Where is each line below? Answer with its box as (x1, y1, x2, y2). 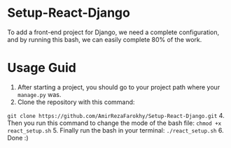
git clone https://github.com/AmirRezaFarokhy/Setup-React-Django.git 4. (7, 111, 225, 119)
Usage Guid (7, 60, 77, 76)
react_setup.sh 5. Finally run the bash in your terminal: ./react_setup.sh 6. (7, 126, 224, 134)
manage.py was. (17, 90, 62, 98)
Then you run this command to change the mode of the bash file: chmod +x (7, 119, 222, 127)
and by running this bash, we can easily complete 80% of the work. (7, 35, 202, 43)
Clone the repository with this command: (17, 98, 135, 106)
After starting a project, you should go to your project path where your (17, 82, 220, 91)
